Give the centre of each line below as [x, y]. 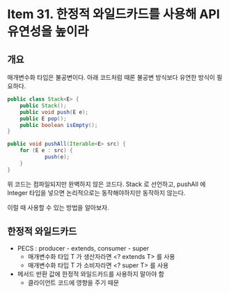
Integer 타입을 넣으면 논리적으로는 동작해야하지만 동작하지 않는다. [96, 192]
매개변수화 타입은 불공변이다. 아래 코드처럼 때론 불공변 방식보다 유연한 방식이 [111, 77]
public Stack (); [44, 106]
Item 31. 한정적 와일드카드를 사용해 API [114, 14]
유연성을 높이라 [48, 32]
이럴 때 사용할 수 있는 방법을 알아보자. [58, 207]
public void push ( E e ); [54, 112]
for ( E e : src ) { [46, 151]
